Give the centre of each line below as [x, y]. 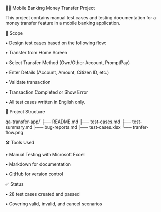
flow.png [14, 132]
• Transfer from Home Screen [36, 53]
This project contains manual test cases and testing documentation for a [81, 18]
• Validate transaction [28, 82]
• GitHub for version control [34, 174]
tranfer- [140, 127]
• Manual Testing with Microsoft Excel [45, 154]
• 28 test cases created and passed [43, 194]
